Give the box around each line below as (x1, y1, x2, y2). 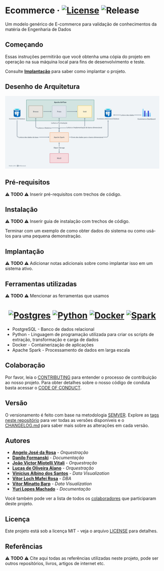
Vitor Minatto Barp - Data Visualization (12, 481, 92, 487)
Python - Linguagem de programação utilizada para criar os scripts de (12, 331, 154, 337)
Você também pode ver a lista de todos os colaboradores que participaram (5, 495, 157, 501)
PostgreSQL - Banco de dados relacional (12, 326, 94, 332)
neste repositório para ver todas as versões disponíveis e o (5, 417, 124, 423)
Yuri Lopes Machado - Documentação (12, 486, 91, 492)
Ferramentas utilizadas (5, 280, 77, 288)
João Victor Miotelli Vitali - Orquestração (12, 460, 97, 466)
